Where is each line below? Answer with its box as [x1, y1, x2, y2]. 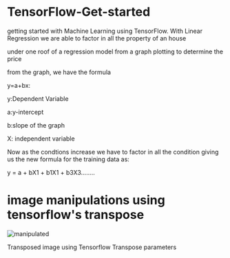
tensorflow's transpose [7, 207, 145, 223]
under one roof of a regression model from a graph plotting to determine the [7, 47, 224, 56]
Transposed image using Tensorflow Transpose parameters [7, 243, 177, 251]
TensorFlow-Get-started [7, 4, 151, 20]
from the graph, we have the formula [7, 68, 112, 76]
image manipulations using [7, 193, 165, 208]
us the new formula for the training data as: [7, 155, 129, 163]
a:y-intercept [7, 108, 44, 116]
